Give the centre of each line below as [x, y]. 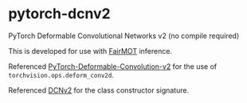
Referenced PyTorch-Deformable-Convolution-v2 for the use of [113, 66]
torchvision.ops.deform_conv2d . [61, 74]
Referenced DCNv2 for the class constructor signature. [99, 90]
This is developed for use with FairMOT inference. [90, 51]
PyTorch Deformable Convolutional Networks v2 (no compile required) [124, 36]
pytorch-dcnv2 [59, 14]
